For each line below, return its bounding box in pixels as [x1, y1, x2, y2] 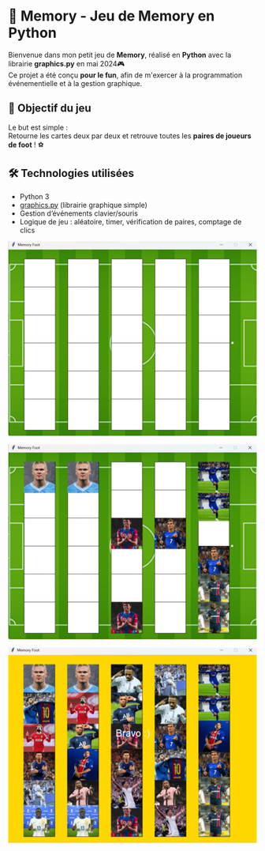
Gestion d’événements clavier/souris [19, 209, 138, 218]
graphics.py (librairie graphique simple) [19, 200, 148, 209]
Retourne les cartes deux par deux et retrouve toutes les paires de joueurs [8, 130, 252, 141]
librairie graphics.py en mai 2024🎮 [8, 58, 125, 68]
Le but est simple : [8, 122, 69, 132]
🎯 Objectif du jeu [8, 102, 91, 115]
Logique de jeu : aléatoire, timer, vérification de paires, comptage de [19, 217, 242, 226]
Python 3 [19, 191, 50, 201]
